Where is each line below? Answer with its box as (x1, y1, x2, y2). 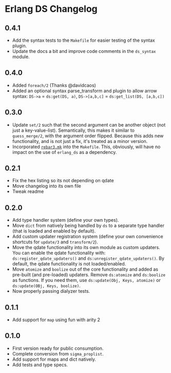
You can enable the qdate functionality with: (12, 250, 106, 256)
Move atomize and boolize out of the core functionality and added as (12, 266, 159, 273)
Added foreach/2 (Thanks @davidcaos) (12, 82, 96, 88)
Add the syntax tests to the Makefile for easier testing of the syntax (12, 37, 155, 43)
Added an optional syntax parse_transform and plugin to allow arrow (12, 87, 157, 94)
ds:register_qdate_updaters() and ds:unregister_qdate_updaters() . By (12, 255, 165, 261)
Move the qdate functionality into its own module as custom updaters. (12, 244, 160, 251)
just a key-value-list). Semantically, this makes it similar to (12, 127, 135, 133)
